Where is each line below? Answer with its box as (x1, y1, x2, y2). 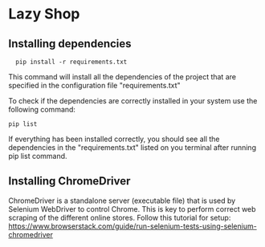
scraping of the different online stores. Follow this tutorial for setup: (8, 213, 231, 222)
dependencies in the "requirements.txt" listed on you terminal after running (8, 143, 257, 152)
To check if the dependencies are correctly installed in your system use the (8, 96, 258, 105)
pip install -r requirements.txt (15, 58, 128, 66)
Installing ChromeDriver (8, 174, 131, 188)
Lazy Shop (8, 5, 80, 23)
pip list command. (8, 152, 67, 160)
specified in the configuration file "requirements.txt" (8, 81, 181, 90)
